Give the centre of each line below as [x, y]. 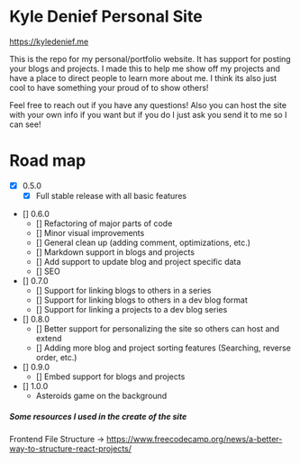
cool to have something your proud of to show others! [109, 87]
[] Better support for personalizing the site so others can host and [158, 329]
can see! [25, 124]
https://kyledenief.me [49, 41]
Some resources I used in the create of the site [98, 416]
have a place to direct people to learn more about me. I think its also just [143, 77]
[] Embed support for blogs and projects [110, 377]
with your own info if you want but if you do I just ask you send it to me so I [148, 114]
